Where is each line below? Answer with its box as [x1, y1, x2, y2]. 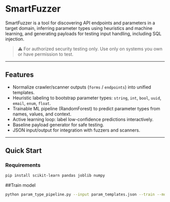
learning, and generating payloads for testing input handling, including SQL [5, 30, 162, 36]
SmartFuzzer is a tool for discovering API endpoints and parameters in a [5, 20, 155, 26]
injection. [5, 36, 24, 42]
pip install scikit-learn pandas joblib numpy [5, 173, 105, 178]
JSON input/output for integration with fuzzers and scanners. [12, 127, 141, 133]
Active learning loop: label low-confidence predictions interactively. [12, 116, 153, 122]
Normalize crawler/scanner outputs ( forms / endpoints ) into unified [12, 84, 151, 90]
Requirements [5, 161, 41, 169]
